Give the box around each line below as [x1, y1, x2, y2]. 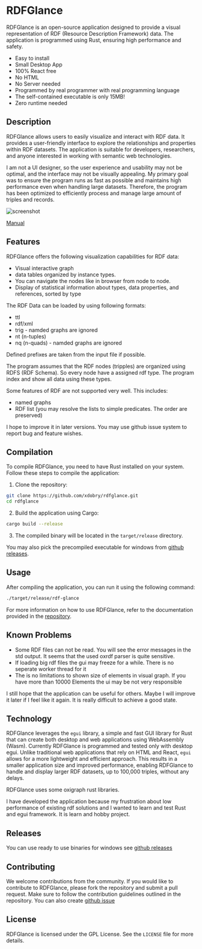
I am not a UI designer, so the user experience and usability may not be [6, 163, 183, 171]
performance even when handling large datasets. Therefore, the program [6, 183, 188, 190]
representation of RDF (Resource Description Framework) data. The [6, 30, 174, 37]
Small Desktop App [14, 61, 63, 68]
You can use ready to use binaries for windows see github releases [6, 844, 173, 851]
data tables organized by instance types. [14, 271, 116, 278]
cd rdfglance [6, 498, 39, 504]
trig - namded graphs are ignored [14, 326, 98, 334]
